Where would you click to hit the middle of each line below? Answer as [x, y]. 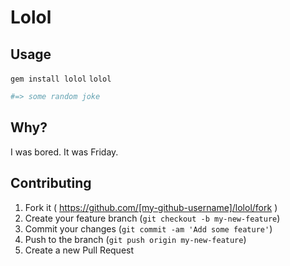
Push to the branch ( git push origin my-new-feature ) [135, 239]
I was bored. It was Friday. [64, 152]
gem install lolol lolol [61, 79]
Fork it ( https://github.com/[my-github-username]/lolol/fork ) [151, 207]
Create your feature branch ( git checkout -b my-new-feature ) [152, 218]
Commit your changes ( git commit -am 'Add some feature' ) [148, 228]
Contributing [51, 183]
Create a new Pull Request [79, 250]
